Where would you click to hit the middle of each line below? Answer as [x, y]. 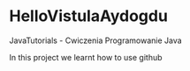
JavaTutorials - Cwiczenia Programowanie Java [96, 40]
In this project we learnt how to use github [86, 57]
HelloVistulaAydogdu [88, 16]
